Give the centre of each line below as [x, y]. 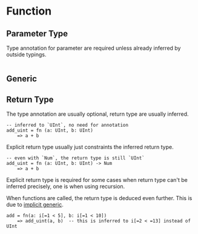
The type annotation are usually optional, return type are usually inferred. [97, 114]
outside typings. [26, 55]
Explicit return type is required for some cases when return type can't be [97, 180]
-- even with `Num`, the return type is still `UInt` [76, 158]
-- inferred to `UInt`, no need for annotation [68, 125]
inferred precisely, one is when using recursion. [66, 187]
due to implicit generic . [35, 205]
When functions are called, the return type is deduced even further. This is [99, 198]
